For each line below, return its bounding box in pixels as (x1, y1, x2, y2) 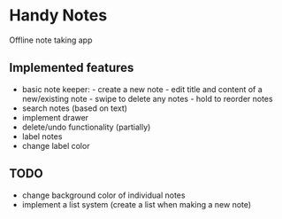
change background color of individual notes (21, 190, 186, 200)
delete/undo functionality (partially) (21, 121, 151, 132)
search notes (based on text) (21, 103, 128, 113)
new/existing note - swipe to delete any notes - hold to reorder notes (21, 93, 273, 104)
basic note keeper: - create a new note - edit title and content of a (21, 83, 263, 94)
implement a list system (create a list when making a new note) (21, 199, 252, 209)
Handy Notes (9, 5, 108, 26)
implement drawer (21, 112, 89, 122)
